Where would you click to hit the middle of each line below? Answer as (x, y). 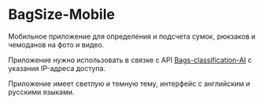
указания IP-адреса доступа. (57, 68)
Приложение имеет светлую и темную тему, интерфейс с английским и (129, 84)
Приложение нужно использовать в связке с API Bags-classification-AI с (130, 60)
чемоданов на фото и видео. (56, 44)
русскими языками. (41, 91)
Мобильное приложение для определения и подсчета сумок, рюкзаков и (132, 36)
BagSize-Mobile (62, 15)
